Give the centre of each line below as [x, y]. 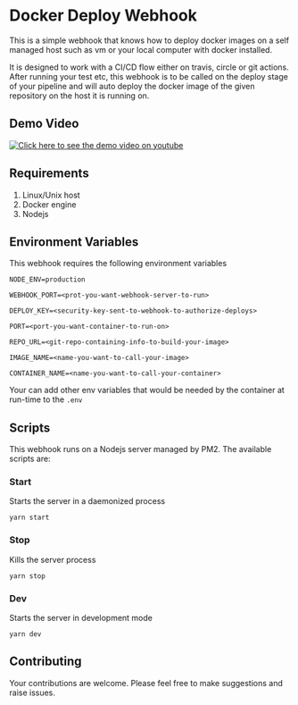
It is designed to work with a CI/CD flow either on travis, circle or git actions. [149, 67]
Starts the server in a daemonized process [87, 501]
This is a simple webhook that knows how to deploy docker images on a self [149, 40]
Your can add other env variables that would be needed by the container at [147, 390]
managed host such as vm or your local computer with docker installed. [141, 49]
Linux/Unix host [51, 195]
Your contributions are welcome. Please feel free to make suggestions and [146, 683]
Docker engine [49, 204]
